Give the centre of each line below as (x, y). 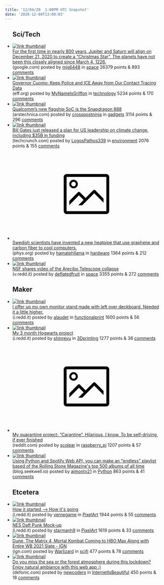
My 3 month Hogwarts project (43, 333)
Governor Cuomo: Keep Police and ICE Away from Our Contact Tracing (84, 83)
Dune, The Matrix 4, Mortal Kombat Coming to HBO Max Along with (81, 541)
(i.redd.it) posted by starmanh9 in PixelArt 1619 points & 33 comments (83, 530)
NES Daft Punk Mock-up (37, 525)
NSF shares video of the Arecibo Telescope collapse (66, 269)
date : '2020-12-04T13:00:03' (35, 14)
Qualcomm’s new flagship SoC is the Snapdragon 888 (67, 109)
